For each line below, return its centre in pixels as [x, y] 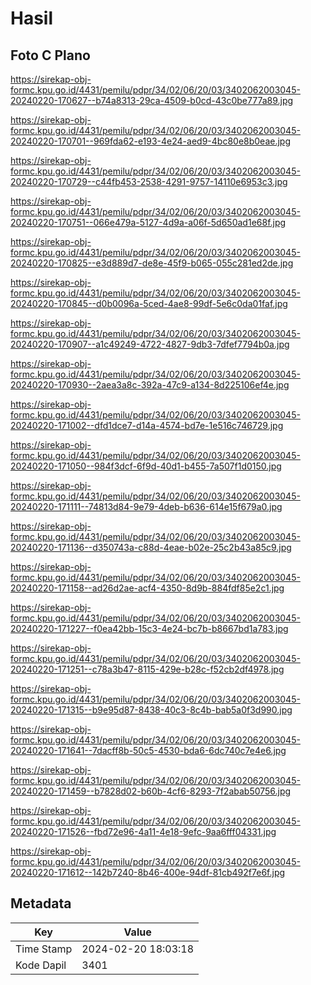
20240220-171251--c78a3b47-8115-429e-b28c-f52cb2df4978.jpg [147, 669]
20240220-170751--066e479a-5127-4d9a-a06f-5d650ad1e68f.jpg [148, 222]
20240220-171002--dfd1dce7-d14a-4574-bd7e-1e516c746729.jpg [147, 425]
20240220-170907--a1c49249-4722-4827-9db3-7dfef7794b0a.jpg [150, 344]
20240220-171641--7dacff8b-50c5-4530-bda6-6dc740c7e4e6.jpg [148, 750]
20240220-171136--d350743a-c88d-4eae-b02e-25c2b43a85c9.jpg [151, 547]
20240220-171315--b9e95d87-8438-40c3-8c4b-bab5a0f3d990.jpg [151, 710]
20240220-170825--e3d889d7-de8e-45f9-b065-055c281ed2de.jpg [152, 263]
